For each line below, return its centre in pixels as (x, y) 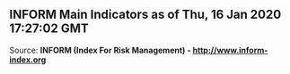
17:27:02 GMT (49, 29)
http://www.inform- (230, 50)
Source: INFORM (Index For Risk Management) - (100, 50)
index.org (28, 59)
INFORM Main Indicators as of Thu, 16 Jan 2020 (145, 15)
